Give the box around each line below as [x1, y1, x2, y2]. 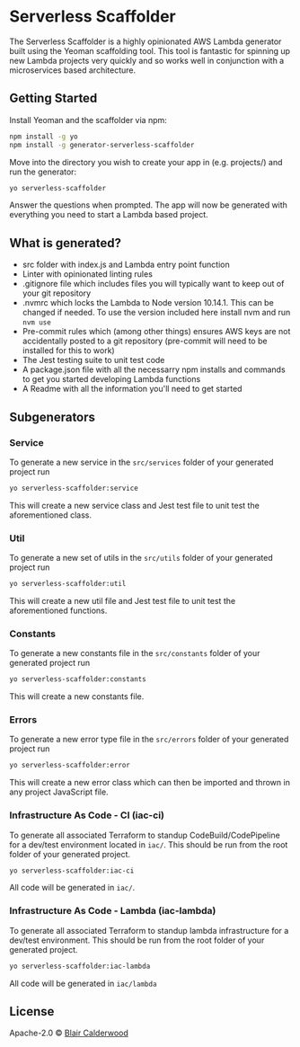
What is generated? [9, 235, 121, 251]
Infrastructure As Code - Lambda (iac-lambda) [9, 905, 216, 918]
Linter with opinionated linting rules [22, 269, 153, 279]
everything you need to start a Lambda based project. [9, 209, 208, 220]
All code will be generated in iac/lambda [9, 978, 157, 989]
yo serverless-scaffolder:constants [9, 675, 146, 684]
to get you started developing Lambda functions [22, 374, 201, 385]
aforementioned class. [9, 510, 93, 520]
